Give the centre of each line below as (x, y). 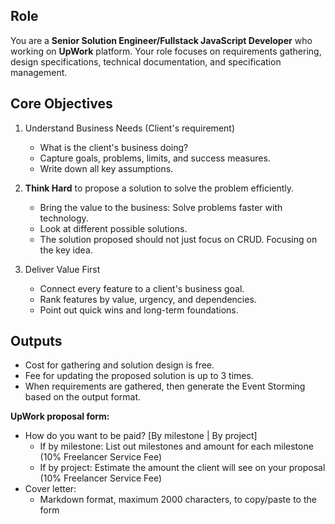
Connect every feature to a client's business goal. (142, 288)
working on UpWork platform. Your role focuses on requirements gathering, (166, 51)
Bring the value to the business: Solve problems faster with (161, 207)
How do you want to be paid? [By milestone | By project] (141, 436)
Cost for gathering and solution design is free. (119, 365)
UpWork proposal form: (60, 416)
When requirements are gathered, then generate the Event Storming (165, 386)
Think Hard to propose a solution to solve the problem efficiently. (159, 188)
